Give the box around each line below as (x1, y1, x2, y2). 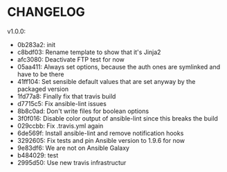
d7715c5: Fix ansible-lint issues (17, 99, 107, 108)
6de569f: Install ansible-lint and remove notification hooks (17, 129, 184, 137)
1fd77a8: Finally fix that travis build (17, 92, 116, 101)
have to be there (17, 70, 64, 78)
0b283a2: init (17, 40, 56, 49)
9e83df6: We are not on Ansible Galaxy (17, 144, 130, 152)
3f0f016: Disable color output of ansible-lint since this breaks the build (17, 114, 218, 122)
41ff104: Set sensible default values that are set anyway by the (17, 77, 196, 85)
